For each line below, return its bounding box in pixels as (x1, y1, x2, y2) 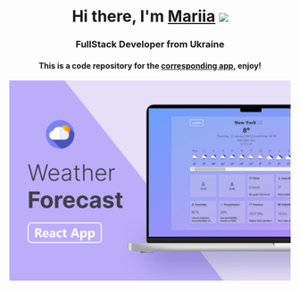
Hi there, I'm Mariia (71, 6, 216, 27)
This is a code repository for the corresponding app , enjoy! (38, 60, 262, 70)
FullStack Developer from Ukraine (75, 38, 225, 51)
